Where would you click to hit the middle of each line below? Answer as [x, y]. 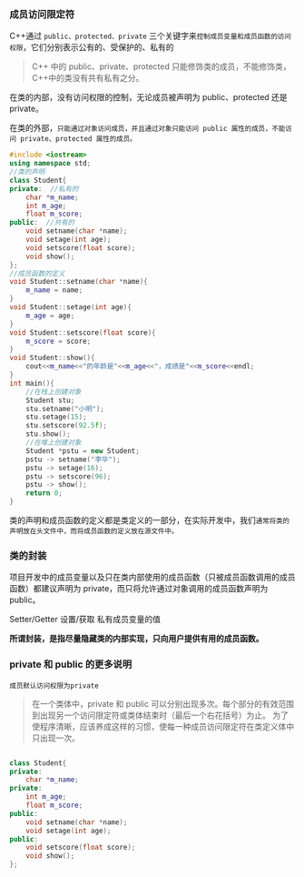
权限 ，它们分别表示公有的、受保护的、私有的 [92, 47]
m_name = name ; [54, 290]
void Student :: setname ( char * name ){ [78, 282]
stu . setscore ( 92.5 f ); [66, 426]
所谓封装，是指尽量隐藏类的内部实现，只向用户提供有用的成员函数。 [137, 639]
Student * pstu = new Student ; [83, 451]
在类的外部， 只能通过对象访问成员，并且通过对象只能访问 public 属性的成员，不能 [147, 128]
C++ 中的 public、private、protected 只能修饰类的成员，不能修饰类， [161, 66]
